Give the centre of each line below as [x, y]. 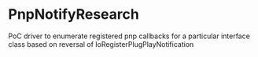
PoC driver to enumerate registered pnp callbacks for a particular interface [129, 36]
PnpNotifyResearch [74, 14]
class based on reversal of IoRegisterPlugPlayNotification [101, 44]
